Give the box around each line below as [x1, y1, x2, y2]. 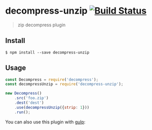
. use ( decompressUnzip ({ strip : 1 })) [14, 105, 90, 110]
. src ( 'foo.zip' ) [14, 96, 49, 101]
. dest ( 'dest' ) [14, 100, 44, 106]
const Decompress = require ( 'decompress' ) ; [5, 77, 99, 82]
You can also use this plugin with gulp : [5, 119, 86, 125]
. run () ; [14, 109, 30, 115]
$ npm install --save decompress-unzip [5, 50, 90, 55]
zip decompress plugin [17, 22, 66, 28]
